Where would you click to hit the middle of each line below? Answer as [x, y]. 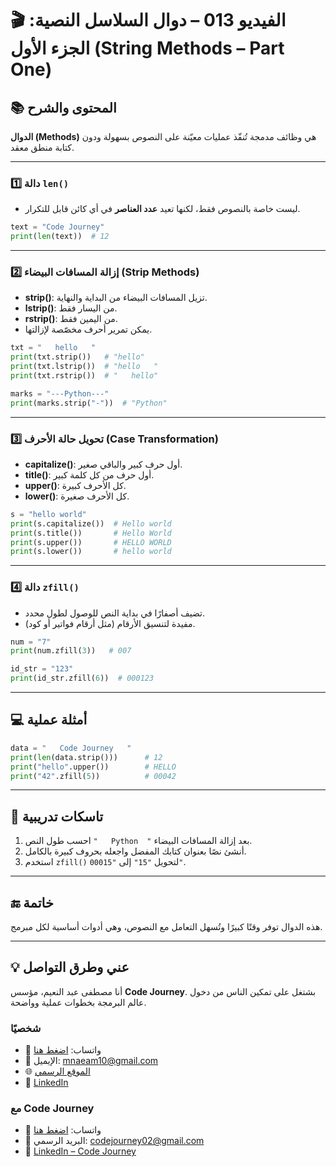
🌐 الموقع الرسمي [57, 1071]
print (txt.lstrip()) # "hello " [84, 367]
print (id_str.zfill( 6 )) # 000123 [82, 678]
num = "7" [31, 642]
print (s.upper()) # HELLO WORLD [91, 542]
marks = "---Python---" [60, 393]
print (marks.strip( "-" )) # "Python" [89, 403]
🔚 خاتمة [32, 902]
